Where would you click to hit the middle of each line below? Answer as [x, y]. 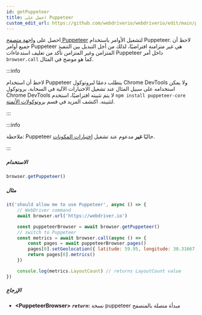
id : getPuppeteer [28, 12]
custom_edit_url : [28, 23]
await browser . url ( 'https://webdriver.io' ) [72, 216]
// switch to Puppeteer [47, 232]
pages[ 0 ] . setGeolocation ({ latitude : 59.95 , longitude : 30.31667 [112, 249]
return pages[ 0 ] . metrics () [62, 255]
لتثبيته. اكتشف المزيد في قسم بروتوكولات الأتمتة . [61, 102]
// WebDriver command [44, 210]
